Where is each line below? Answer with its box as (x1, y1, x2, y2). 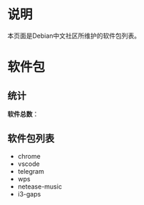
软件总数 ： (7, 110, 39, 118)
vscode (17, 159, 41, 168)
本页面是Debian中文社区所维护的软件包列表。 (7, 31, 141, 40)
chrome (17, 152, 41, 160)
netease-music (17, 182, 63, 191)
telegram (17, 167, 44, 175)
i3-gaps (17, 189, 41, 198)
